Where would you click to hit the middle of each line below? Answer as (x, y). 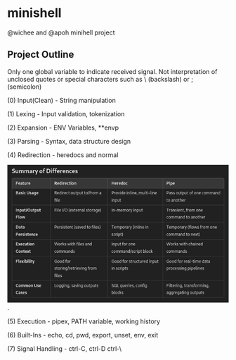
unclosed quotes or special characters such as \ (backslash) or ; (100, 79)
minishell (34, 13)
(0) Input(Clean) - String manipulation (61, 100)
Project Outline (41, 55)
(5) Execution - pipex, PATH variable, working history (84, 321)
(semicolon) (25, 87)
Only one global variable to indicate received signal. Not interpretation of (112, 71)
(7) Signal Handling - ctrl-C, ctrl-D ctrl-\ (64, 349)
